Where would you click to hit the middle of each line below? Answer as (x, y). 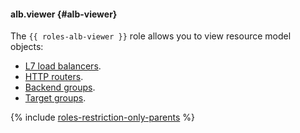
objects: (27, 47)
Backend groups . (60, 87)
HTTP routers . (54, 77)
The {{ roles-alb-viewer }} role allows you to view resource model (151, 36)
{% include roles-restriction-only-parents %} (102, 117)
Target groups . (55, 98)
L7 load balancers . (63, 66)
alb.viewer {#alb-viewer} (64, 14)
